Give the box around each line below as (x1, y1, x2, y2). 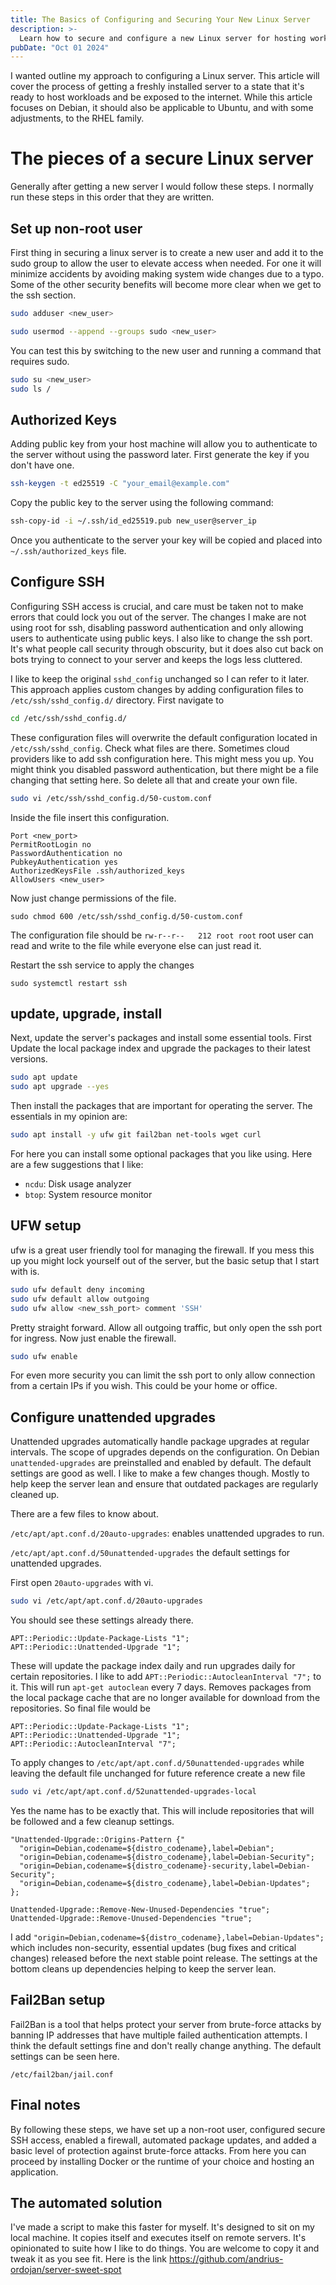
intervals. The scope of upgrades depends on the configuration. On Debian (10, 1446, 320, 1458)
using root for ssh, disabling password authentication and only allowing (10, 621, 304, 633)
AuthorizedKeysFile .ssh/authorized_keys (10, 866, 186, 876)
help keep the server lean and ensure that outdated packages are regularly (10, 1478, 319, 1490)
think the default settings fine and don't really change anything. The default (10, 2039, 322, 2051)
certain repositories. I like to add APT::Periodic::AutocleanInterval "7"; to (10, 1671, 322, 1683)
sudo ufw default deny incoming (10, 1284, 145, 1295)
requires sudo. (10, 355, 70, 367)
